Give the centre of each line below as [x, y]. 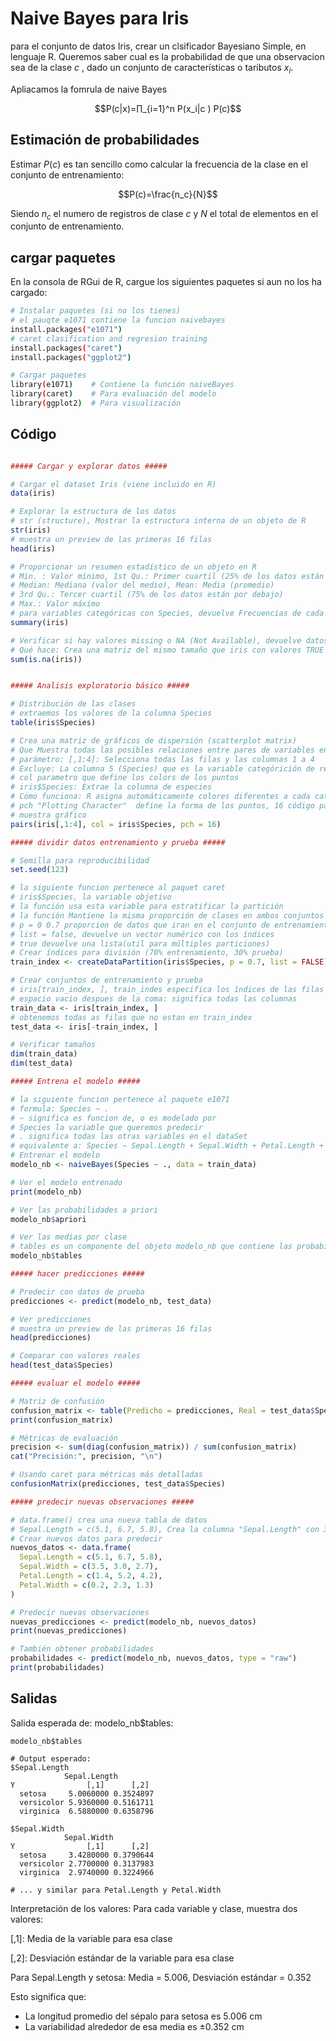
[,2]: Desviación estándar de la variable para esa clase [122, 1958]
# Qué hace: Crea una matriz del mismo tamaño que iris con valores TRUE [167, 650]
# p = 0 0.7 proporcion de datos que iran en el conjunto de [140, 925]
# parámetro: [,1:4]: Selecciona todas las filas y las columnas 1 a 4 [162, 759]
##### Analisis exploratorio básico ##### [100, 686]
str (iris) [31, 530]
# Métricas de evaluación [64, 1438]
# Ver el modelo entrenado [66, 1182]
